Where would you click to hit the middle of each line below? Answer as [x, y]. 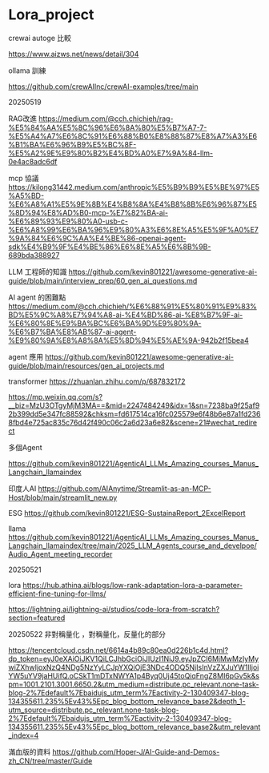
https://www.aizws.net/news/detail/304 [74, 54]
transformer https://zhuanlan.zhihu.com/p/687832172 [97, 381]
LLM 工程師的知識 [38, 272]
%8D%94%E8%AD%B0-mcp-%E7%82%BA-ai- [88, 212]
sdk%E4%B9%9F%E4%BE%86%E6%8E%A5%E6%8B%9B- [110, 247]
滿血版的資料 [29, 751]
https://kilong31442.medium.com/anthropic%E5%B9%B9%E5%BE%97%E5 [134, 187]
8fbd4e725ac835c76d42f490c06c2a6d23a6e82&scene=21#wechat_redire [133, 422]
